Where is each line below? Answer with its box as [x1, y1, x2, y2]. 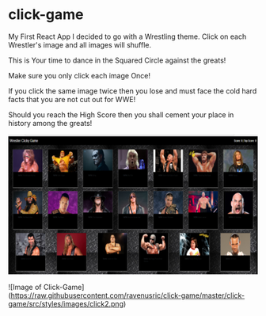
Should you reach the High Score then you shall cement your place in [8, 109, 234, 120]
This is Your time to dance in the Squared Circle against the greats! [8, 55, 226, 65]
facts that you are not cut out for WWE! [8, 94, 136, 104]
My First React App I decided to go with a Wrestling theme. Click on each [8, 32, 247, 41]
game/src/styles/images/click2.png [8, 299, 124, 308]
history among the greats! [8, 118, 93, 128]
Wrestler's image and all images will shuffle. [8, 40, 152, 49]
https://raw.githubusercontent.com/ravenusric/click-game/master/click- [10, 291, 245, 300]
